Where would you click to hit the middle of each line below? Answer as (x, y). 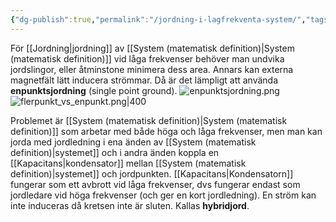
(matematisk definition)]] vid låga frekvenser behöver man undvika (147, 58)
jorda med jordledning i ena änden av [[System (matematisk (133, 142)
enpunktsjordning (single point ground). (94, 90)
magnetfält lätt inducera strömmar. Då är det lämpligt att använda (144, 80)
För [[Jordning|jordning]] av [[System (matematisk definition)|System (152, 48)
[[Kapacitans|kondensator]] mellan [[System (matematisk (128, 163)
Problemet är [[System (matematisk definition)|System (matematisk (149, 120)
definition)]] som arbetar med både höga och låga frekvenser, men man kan (166, 131)
